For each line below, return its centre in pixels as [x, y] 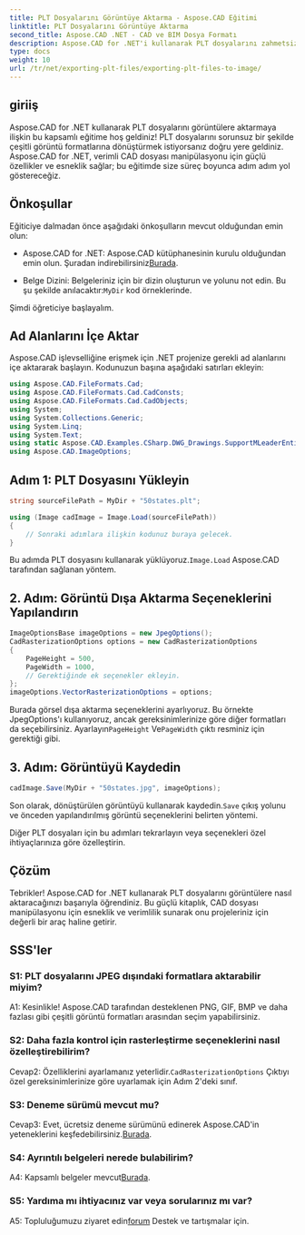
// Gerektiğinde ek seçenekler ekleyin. [103, 676]
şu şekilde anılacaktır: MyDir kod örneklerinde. [107, 290]
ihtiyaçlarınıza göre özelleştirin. [67, 842]
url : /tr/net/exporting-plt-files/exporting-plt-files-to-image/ [135, 69]
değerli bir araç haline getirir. [64, 922]
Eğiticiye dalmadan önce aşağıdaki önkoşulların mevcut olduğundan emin [147, 226]
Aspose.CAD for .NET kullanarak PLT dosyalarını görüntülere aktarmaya [143, 127]
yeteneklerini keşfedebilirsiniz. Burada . [81, 1134]
